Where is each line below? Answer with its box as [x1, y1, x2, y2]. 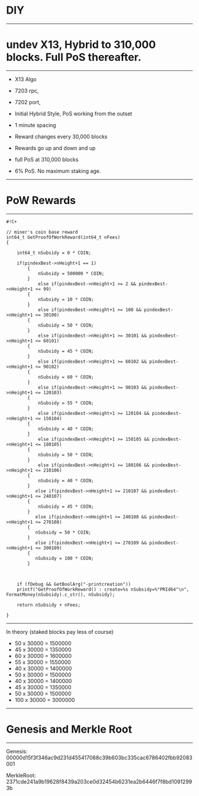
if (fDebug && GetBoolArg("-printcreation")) [17, 581, 131, 587]
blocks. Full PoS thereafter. [6, 51, 142, 64]
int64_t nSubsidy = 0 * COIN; [17, 250, 92, 256]
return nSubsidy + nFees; [17, 602, 81, 608]
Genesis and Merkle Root [6, 723, 132, 736]
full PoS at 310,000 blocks [14, 156, 79, 163]
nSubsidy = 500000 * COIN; [37, 270, 105, 276]
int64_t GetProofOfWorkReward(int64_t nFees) [6, 234, 120, 240]
